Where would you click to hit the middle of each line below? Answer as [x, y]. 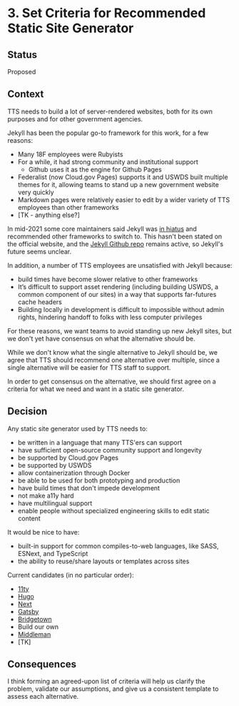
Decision [27, 412]
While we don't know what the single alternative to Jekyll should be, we [112, 352]
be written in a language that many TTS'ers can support [100, 442]
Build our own [38, 627]
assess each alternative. [43, 697]
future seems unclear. [40, 251]
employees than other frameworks [68, 207]
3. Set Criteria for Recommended [107, 13]
